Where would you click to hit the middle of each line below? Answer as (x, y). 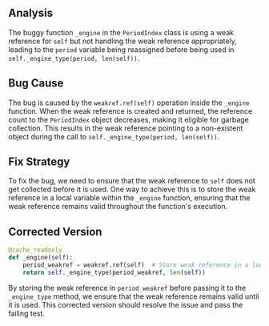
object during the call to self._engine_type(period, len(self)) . (114, 136)
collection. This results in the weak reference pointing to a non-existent (126, 128)
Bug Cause (36, 83)
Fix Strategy (39, 162)
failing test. (27, 313)
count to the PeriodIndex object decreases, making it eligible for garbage (129, 119)
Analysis (31, 13)
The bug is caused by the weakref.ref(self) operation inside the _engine (129, 103)
